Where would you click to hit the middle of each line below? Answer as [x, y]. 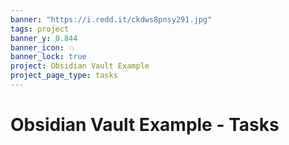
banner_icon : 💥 [43, 47]
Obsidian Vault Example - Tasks [145, 125]
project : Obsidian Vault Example [80, 66]
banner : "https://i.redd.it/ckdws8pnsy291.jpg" [111, 19]
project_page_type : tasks [64, 76]
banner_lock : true [48, 57]
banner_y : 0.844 [44, 38]
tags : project [40, 29]
